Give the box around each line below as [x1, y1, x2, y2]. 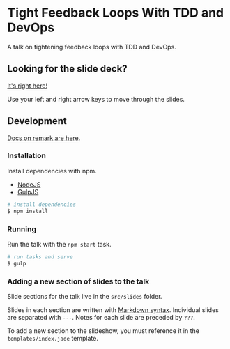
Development [7, 115, 68, 127]
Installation [7, 151, 47, 161]
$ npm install [7, 208, 49, 215]
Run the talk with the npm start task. [7, 240, 112, 248]
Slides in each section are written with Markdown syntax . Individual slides [7, 305, 220, 314]
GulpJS [17, 187, 39, 196]
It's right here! [7, 82, 47, 90]
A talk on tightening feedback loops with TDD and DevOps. [7, 42, 176, 51]
